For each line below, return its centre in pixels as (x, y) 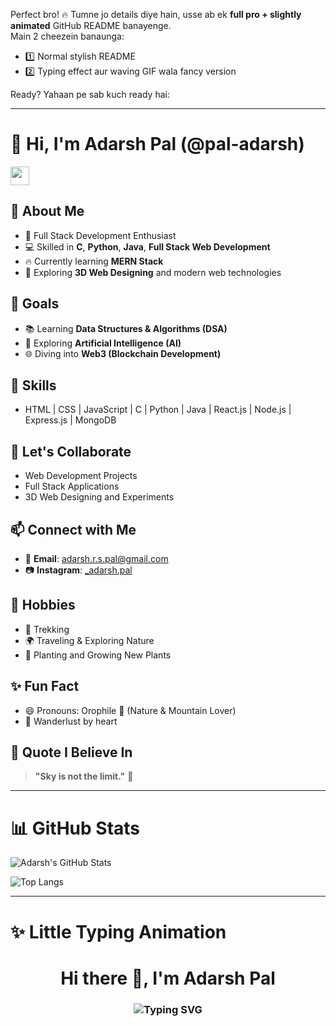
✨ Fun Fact (45, 686)
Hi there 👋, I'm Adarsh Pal (168, 978)
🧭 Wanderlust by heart (71, 721)
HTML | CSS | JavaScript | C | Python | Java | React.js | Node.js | (158, 410)
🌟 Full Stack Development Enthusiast (100, 235)
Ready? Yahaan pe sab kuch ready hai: (90, 94)
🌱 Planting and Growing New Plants (98, 655)
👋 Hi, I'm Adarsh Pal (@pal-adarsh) (157, 144)
